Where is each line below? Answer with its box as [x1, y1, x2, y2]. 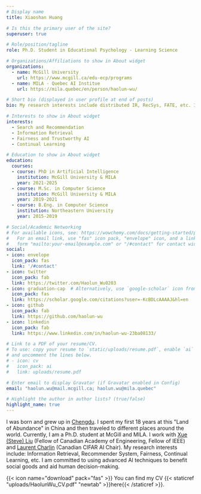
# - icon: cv [6, 358, 39, 364]
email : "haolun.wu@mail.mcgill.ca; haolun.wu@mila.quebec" [6, 385, 157, 391]
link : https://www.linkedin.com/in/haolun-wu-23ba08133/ [11, 330, 157, 336]
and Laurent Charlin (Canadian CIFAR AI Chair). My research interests [6, 444, 178, 451]
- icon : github [6, 303, 44, 309]
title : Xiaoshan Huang [6, 14, 63, 20]
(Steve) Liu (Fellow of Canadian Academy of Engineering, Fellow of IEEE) [6, 438, 185, 444]
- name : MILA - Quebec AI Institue [11, 80, 100, 86]
